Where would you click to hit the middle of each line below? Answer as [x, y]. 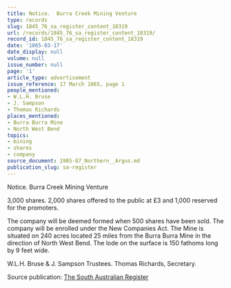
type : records [28, 20]
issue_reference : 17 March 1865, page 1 [66, 84]
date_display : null [35, 52]
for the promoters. [33, 207]
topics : [18, 135]
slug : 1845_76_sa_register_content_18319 [68, 26]
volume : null [26, 59]
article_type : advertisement [49, 78]
